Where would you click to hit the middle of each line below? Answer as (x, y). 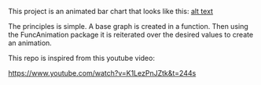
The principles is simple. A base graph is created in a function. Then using (129, 26)
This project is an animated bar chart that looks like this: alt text (111, 11)
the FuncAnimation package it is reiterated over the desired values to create (131, 35)
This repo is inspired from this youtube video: (82, 58)
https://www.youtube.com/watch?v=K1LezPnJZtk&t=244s (102, 73)
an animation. (30, 43)
